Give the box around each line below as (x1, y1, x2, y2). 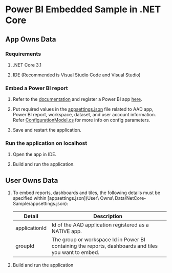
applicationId (15, 224, 47, 232)
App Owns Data (5, 35, 56, 44)
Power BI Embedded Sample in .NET (5, 4, 161, 15)
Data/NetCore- (115, 195, 146, 201)
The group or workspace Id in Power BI (51, 236, 145, 243)
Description (93, 213, 123, 220)
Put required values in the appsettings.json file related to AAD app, (12, 106, 154, 112)
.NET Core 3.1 (12, 61, 42, 68)
